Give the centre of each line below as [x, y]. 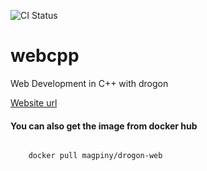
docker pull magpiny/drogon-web [95, 156]
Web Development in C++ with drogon [89, 83]
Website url [34, 102]
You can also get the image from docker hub [104, 126]
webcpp [45, 56]
